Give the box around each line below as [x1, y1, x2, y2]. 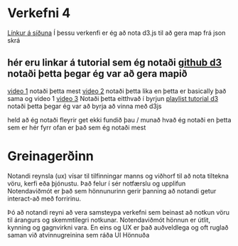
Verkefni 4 [7, 5, 71, 21]
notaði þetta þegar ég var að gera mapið [7, 68, 188, 80]
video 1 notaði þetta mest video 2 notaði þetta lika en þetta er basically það [7, 87, 227, 95]
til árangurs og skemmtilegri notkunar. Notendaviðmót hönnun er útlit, [7, 215, 211, 224]
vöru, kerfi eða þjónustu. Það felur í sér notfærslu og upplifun [7, 179, 186, 188]
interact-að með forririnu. [7, 194, 82, 203]
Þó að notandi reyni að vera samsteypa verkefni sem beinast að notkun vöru [7, 208, 229, 216]
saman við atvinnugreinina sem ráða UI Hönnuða [7, 230, 150, 239]
